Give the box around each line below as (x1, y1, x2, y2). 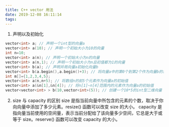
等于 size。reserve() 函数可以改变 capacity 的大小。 (12, 116, 120, 122)
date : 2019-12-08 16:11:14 (5, 12, 62, 17)
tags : (5, 17, 17, 22)
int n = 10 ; (5, 51, 26, 56)
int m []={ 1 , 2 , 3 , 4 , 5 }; (5, 74, 51, 79)
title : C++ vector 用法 (5, 7, 54, 13)
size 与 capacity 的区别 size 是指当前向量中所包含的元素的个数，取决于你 (12, 97, 164, 103)
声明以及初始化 (12, 31, 44, 37)
